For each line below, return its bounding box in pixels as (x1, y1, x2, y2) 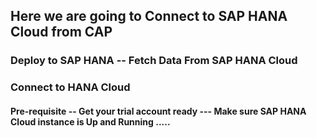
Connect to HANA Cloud (10, 80, 131, 94)
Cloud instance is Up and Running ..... (10, 115, 171, 128)
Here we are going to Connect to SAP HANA (10, 8, 288, 25)
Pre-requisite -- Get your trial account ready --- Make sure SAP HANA (10, 105, 307, 117)
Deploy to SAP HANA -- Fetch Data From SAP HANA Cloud (10, 54, 298, 68)
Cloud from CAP (10, 24, 113, 41)
